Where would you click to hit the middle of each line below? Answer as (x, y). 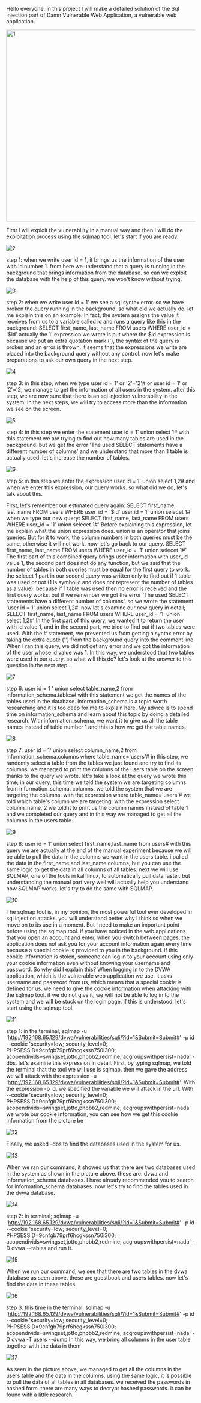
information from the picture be (45, 1121)
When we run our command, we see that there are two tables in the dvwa (97, 1271)
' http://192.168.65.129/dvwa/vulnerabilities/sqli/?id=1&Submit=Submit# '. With (101, 1082)
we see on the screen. (34, 409)
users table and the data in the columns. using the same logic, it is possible (99, 1375)
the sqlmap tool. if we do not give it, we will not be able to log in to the (93, 995)
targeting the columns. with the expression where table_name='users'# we (99, 795)
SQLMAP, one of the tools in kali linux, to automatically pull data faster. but (98, 876)
